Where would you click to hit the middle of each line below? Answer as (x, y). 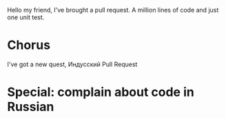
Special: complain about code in (101, 92)
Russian (31, 107)
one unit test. (26, 17)
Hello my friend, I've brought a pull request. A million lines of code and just (113, 10)
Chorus (29, 45)
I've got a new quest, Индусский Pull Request (72, 64)
